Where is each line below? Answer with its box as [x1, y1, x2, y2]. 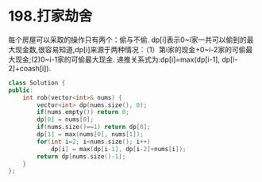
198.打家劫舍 [8, 7, 93, 25]
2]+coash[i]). [8, 63, 52, 73]
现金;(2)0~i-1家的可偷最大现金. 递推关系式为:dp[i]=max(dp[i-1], [14, 55, 221, 64]
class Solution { [8, 78, 66, 87]
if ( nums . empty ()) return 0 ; [37, 108, 129, 116]
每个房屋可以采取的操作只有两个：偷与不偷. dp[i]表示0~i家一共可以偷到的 [8, 35, 248, 44]
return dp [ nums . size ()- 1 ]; [37, 152, 126, 161]
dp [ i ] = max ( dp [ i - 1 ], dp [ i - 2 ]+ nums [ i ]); [50, 145, 187, 153]
